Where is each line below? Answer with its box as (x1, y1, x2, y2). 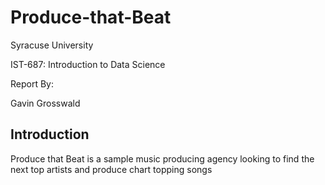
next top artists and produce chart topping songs (10, 163, 213, 175)
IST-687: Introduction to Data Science (10, 58, 166, 70)
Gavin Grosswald (10, 97, 81, 109)
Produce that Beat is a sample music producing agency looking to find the (10, 152, 315, 165)
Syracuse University (10, 39, 94, 51)
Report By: (10, 77, 55, 90)
